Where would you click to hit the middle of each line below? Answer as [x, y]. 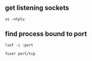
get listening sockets [37, 8]
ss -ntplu [15, 19]
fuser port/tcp [20, 53]
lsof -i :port [19, 45]
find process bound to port [46, 34]
